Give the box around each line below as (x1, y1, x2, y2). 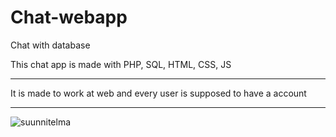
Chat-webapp (10, 6, 128, 29)
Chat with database (10, 39, 91, 51)
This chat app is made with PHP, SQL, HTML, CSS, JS (10, 58, 232, 70)
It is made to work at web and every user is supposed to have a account (10, 87, 307, 99)
